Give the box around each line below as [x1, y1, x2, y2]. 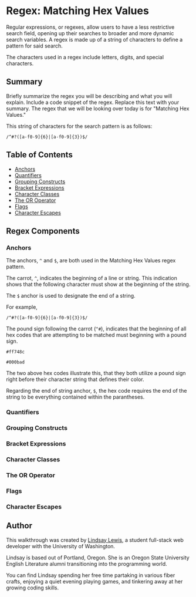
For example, [6, 303, 38, 311]
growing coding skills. [6, 584, 59, 591]
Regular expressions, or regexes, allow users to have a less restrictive [6, 23, 175, 31]
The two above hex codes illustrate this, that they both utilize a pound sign [6, 370, 186, 377]
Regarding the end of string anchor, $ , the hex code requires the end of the [6, 387, 187, 394]
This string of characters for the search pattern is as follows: [6, 122, 153, 130]
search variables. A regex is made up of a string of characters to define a [6, 36, 183, 43]
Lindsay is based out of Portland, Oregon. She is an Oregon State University [6, 554, 190, 561]
